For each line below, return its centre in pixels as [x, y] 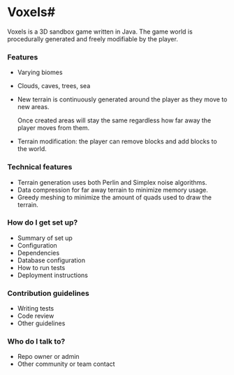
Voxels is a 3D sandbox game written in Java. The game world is [100, 31]
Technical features [40, 167]
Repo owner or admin [48, 357]
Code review [36, 316]
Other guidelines [41, 323]
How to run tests [41, 267]
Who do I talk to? [36, 341]
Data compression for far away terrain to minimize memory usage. [112, 190]
